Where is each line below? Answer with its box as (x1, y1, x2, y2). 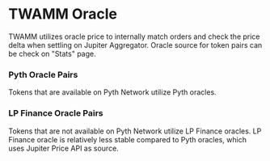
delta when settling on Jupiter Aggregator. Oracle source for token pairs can (8, 40, 263, 49)
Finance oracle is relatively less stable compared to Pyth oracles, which (8, 134, 247, 144)
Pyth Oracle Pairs (8, 69, 78, 80)
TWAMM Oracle (8, 5, 118, 23)
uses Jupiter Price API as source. (8, 143, 119, 153)
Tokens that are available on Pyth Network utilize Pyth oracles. (8, 87, 217, 97)
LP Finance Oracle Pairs (8, 108, 103, 119)
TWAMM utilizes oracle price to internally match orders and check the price (8, 32, 260, 41)
